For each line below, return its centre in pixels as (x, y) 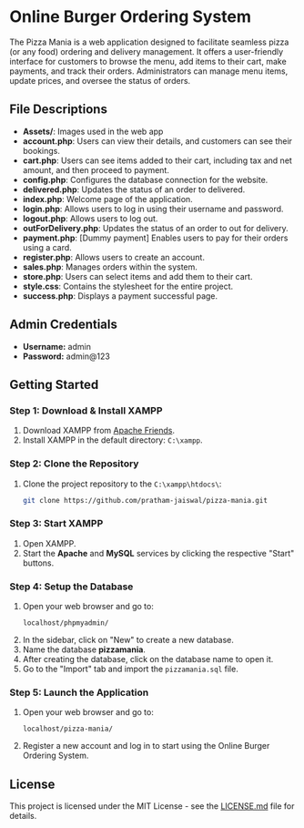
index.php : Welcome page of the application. (107, 199)
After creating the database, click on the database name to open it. (148, 659)
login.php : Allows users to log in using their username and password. (153, 209)
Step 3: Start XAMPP (56, 524)
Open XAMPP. (49, 543)
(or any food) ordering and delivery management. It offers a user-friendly (147, 51)
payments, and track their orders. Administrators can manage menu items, (149, 71)
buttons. (38, 563)
